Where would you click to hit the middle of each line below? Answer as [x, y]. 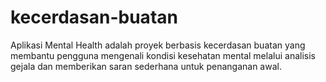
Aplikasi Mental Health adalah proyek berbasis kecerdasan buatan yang [158, 45]
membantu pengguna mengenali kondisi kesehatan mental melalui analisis [163, 55]
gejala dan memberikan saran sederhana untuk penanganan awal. [146, 66]
